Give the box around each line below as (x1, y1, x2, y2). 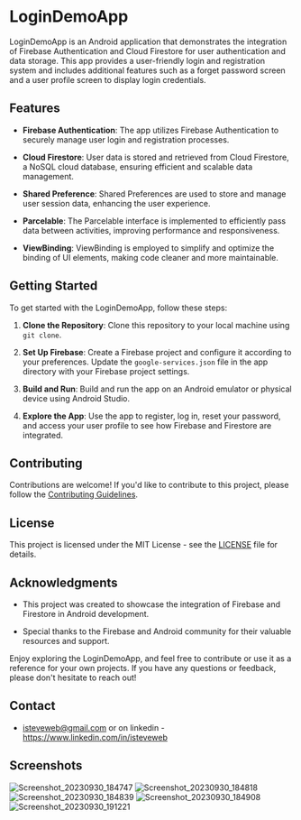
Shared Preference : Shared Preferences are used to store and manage (22, 188, 287, 199)
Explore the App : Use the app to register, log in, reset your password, (22, 410, 281, 421)
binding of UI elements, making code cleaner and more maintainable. (22, 252, 279, 263)
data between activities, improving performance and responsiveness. (22, 225, 280, 235)
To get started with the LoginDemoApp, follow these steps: (9, 302, 228, 313)
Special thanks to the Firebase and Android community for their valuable (22, 626, 292, 637)
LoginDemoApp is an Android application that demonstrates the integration (9, 36, 287, 47)
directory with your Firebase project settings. (22, 365, 190, 376)
